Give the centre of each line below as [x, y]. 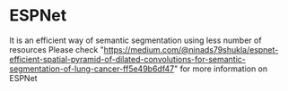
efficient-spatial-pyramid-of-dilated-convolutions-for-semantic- [128, 59]
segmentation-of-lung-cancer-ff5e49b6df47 [92, 69]
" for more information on [221, 69]
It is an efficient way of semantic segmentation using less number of [135, 40]
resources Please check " [57, 49]
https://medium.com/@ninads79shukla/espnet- [191, 49]
